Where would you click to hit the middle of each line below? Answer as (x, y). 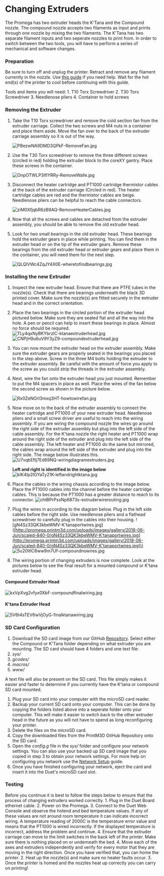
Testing (14, 784)
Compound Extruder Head (32, 582)
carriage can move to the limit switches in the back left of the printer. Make (81, 837)
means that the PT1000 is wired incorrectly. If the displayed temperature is (80, 826)
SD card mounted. (23, 689)
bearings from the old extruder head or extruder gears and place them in (85, 249)
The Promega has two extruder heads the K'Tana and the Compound (75, 23)
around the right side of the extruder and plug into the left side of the (82, 439)
